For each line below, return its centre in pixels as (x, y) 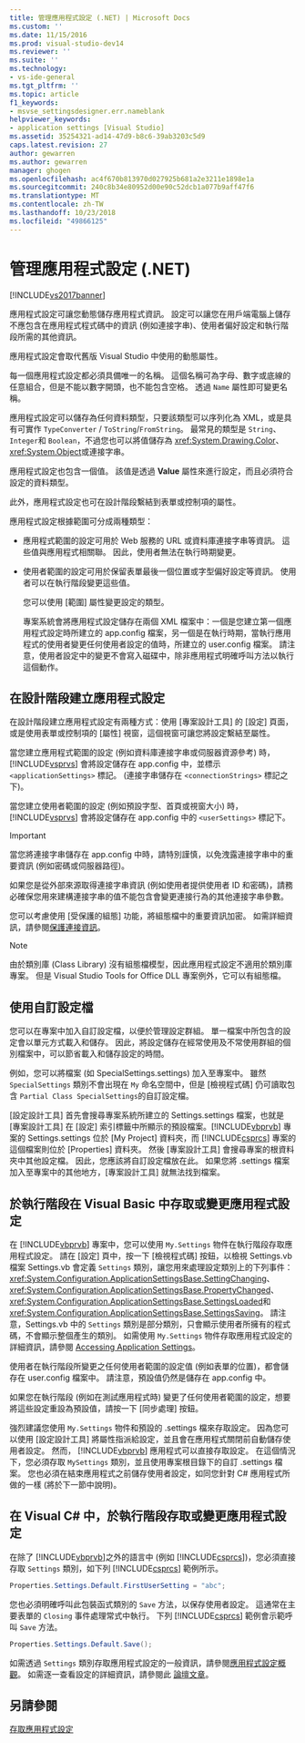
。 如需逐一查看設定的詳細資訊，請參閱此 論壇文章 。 (116, 1674)
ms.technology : (38, 69)
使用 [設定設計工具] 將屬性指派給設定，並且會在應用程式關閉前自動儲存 (150, 1439)
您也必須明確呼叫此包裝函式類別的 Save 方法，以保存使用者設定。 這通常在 (149, 1604)
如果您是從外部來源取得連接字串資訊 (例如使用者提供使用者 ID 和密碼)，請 (147, 886)
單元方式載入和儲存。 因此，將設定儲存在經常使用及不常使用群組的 (158, 1042)
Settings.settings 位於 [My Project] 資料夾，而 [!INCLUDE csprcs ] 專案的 (162, 1138)
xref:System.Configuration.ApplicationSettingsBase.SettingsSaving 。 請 (144, 1312)
